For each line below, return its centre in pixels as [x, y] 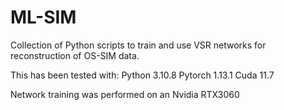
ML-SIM [43, 17]
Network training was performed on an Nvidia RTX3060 [125, 94]
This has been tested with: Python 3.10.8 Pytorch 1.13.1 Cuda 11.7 [142, 75]
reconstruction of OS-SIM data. [75, 55]
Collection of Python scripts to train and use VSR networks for [138, 45]
